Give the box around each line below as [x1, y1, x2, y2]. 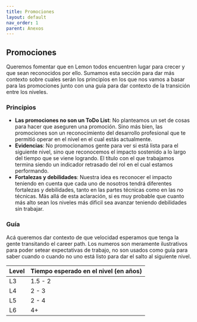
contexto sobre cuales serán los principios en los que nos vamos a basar [6, 76, 185, 83]
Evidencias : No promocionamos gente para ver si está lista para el [14, 142, 179, 149]
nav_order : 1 [6, 20, 39, 26]
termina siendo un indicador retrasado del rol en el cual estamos [14, 161, 173, 168]
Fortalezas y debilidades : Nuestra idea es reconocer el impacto [14, 174, 173, 181]
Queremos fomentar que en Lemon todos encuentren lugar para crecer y [6, 63, 185, 70]
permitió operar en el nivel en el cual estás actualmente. [14, 136, 153, 143]
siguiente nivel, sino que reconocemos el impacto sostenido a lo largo [14, 148, 186, 155]
